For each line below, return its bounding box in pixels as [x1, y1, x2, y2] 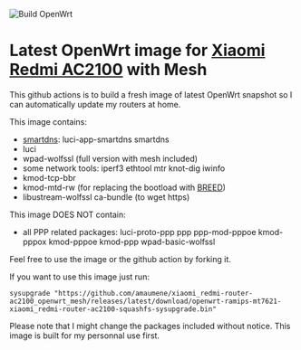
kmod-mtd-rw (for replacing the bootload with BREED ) [22, 182, 227, 193]
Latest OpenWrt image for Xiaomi [9, 41, 266, 61]
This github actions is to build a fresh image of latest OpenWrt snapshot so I [9, 89, 293, 99]
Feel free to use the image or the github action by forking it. [9, 253, 231, 264]
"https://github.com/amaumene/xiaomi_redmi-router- [53, 289, 254, 298]
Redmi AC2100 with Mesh [9, 60, 208, 80]
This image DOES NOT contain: [9, 209, 127, 220]
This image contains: [9, 116, 88, 127]
